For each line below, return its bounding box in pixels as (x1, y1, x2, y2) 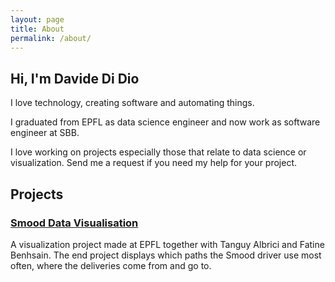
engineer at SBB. (10, 127, 80, 139)
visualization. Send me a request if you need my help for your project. (10, 157, 298, 169)
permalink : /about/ (10, 33, 92, 43)
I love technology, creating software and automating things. (10, 97, 255, 109)
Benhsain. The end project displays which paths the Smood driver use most (10, 249, 322, 261)
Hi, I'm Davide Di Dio (10, 70, 140, 87)
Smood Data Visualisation (10, 216, 139, 230)
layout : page (10, 14, 65, 25)
